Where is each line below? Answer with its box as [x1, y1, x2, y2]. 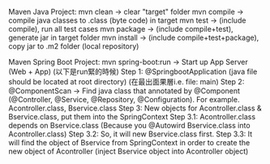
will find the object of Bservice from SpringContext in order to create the [8, 138, 251, 147]
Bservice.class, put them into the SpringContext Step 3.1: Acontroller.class [8, 112, 256, 121]
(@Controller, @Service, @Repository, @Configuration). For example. [8, 95, 240, 104]
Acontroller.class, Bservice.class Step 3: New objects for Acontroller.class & [8, 103, 262, 113]
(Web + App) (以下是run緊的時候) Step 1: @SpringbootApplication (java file [8, 67, 258, 76]
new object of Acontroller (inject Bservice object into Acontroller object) [8, 146, 249, 156]
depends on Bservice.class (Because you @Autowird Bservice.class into [8, 121, 251, 130]
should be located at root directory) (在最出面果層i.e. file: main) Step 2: [8, 77, 245, 86]
